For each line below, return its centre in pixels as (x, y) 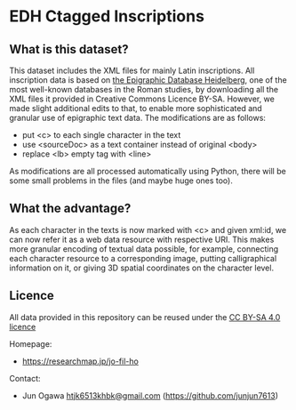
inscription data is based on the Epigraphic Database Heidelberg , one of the (148, 80)
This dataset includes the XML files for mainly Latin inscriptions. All (132, 70)
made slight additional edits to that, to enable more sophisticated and (136, 108)
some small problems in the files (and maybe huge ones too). (121, 181)
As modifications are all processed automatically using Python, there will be (148, 171)
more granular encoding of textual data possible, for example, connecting (144, 249)
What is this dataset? (69, 49)
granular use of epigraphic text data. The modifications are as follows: (138, 118)
